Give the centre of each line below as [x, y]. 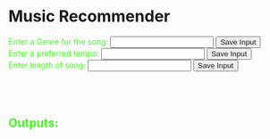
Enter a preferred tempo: [54, 53]
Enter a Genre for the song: [59, 41]
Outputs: [34, 123]
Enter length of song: [47, 65]
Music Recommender [89, 16]
